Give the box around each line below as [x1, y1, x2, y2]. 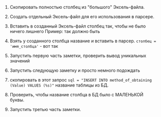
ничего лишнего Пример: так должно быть [9, 29, 100, 34]
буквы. [9, 97, 25, 103]
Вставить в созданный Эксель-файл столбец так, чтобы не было [9, 23, 146, 29]
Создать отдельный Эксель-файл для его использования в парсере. [9, 14, 155, 19]
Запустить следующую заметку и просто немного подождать [9, 67, 140, 73]
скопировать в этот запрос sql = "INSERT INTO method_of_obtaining [9, 77, 152, 83]
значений [9, 58, 30, 63]
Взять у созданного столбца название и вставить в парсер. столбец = [9, 38, 157, 44]
